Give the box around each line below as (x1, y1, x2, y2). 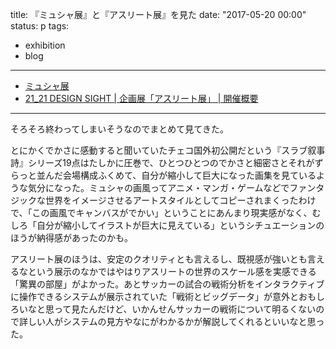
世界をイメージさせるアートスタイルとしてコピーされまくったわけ (44, 194, 317, 206)
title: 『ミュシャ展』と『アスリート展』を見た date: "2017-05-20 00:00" (10, 9, 307, 20)
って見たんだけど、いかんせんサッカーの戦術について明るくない (53, 303, 317, 315)
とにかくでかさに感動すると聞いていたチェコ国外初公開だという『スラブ (10, 144, 308, 156)
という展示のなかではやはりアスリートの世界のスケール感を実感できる (27, 266, 317, 277)
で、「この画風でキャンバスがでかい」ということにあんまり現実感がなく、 (10, 207, 313, 218)
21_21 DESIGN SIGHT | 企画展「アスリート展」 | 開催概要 (24, 93, 259, 104)
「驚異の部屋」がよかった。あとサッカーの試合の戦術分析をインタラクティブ (10, 278, 325, 290)
